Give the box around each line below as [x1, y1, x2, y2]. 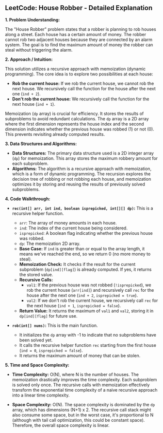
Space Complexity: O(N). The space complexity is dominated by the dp [12, 401, 155, 407]
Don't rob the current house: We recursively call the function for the [12, 96, 149, 102]
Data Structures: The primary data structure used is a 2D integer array [12, 150, 154, 156]
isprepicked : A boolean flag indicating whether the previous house [19, 230, 153, 236]
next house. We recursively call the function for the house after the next [12, 85, 156, 92]
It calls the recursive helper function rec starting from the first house [19, 342, 157, 348]
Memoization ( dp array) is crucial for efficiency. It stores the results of [5, 111, 144, 116]
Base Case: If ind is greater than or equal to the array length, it [19, 245, 145, 251]
